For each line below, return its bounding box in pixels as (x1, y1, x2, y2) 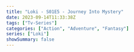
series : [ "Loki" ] (6, 31, 49, 37)
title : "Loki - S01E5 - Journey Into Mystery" (6, 8, 124, 15)
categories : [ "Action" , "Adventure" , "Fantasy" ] (6, 25, 129, 32)
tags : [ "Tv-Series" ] (6, 20, 58, 26)
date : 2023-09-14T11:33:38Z (6, 14, 76, 20)
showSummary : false (6, 36, 55, 42)
